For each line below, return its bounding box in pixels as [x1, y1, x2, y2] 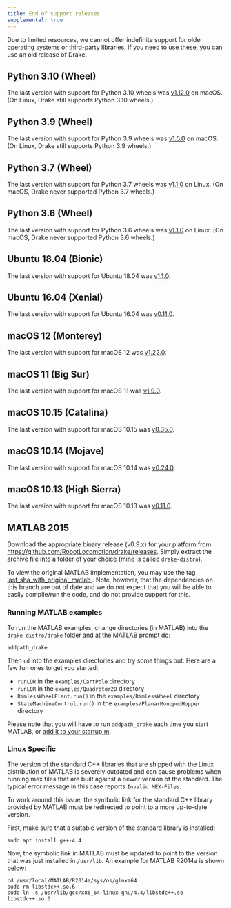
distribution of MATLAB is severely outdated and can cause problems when [7, 767, 221, 775]
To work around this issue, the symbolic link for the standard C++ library [7, 795, 213, 804]
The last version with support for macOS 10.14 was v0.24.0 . [7, 463, 176, 472]
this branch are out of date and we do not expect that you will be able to [7, 583, 212, 591]
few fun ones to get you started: [7, 663, 99, 671]
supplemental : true [7, 17, 63, 24]
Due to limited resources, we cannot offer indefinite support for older [7, 35, 203, 44]
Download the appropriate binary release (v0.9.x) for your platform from [7, 540, 212, 548]
